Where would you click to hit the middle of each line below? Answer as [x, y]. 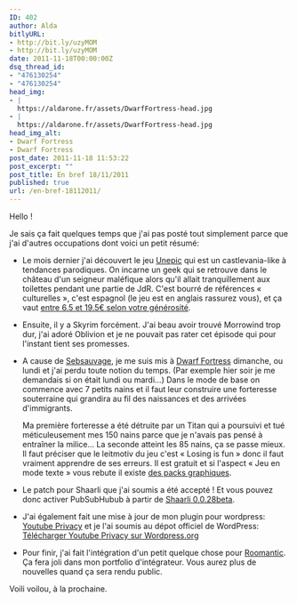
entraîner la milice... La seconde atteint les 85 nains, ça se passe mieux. [154, 444]
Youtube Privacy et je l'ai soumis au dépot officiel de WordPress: [140, 526]
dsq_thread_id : [37, 68]
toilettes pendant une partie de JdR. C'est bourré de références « [142, 289]
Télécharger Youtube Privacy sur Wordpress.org [110, 535]
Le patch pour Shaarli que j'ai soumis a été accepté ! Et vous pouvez [148, 490]
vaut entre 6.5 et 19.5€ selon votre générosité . [106, 307]
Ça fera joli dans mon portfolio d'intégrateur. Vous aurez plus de [139, 562]
